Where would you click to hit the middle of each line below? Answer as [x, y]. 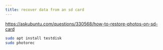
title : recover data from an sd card [45, 10]
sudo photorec [20, 43]
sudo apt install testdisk [33, 38]
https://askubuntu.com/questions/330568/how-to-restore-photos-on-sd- [81, 24]
